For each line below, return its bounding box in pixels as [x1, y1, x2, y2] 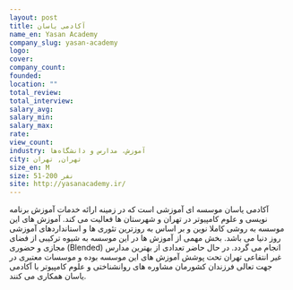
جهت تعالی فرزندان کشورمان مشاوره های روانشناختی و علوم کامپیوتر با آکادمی [9, 261, 273, 272]
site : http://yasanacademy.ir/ [9, 180, 126, 189]
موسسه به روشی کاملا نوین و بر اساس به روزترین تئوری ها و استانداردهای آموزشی [9, 223, 285, 234]
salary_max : [9, 122, 54, 131]
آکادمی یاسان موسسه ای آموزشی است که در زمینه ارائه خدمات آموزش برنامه [9, 204, 269, 215]
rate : [9, 130, 30, 139]
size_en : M [9, 163, 50, 172]
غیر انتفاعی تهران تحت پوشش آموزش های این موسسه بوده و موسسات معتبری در [9, 252, 282, 262]
